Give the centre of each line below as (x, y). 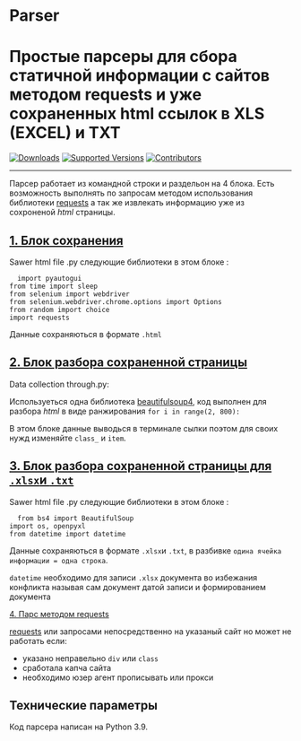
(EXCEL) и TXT (65, 133)
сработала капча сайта (67, 667)
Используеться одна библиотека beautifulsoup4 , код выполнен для (138, 401)
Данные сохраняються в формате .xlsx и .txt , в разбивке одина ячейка (146, 550)
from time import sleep (54, 286)
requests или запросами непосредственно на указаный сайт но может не (150, 631)
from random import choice (60, 309)
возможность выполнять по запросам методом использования (131, 193)
